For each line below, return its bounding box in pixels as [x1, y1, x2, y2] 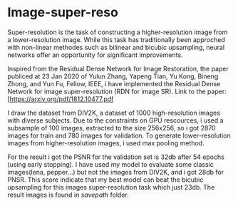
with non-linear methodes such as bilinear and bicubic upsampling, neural [7, 43, 225, 51]
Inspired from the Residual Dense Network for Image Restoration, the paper [7, 64, 229, 73]
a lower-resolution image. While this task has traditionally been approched [7, 35, 226, 43]
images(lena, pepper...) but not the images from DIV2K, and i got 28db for [7, 168, 224, 176]
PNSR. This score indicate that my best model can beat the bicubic [7, 175, 204, 184]
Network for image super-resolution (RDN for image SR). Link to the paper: [7, 87, 227, 96]
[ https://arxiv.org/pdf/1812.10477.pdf [7, 94, 114, 103]
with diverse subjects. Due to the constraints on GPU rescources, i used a [7, 115, 224, 125]
